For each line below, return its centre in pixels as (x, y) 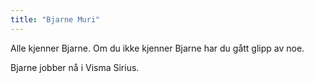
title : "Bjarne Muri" (55, 19)
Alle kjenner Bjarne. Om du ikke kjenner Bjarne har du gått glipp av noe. (157, 48)
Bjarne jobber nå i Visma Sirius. (75, 67)
